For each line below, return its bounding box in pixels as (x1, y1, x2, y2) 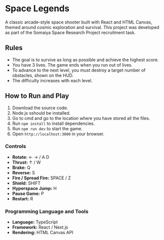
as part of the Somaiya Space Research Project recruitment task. (5, 29, 136, 35)
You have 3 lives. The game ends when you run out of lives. (12, 62, 133, 68)
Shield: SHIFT (12, 180, 41, 186)
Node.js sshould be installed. (12, 110, 71, 116)
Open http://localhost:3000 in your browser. (12, 131, 104, 137)
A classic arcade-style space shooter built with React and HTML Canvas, (5, 19, 153, 25)
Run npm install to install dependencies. (12, 120, 95, 126)
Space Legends (5, 3, 70, 14)
